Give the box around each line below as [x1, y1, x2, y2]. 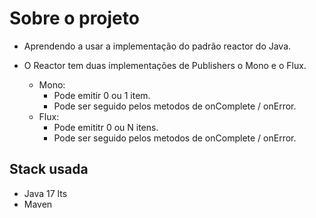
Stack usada [9, 161, 89, 178]
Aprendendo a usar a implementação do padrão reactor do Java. [23, 40, 292, 52]
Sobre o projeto [9, 7, 140, 30]
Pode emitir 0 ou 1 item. [53, 89, 151, 101]
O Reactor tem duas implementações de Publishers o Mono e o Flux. [23, 59, 307, 71]
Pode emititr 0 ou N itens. [53, 121, 159, 133]
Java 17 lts [23, 187, 68, 199]
